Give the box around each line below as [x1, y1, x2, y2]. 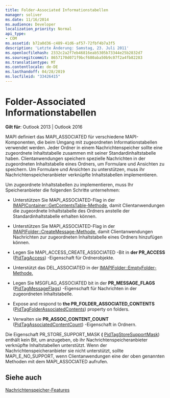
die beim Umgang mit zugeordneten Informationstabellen [37, 139, 157, 145]
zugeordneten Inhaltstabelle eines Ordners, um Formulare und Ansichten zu [5, 160, 165, 167]
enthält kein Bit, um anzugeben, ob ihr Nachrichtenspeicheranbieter [5, 337, 148, 343]
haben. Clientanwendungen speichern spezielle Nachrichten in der [5, 155, 145, 161]
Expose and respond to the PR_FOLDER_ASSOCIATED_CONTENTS [12, 300, 155, 307]
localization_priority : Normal [5, 27, 72, 32]
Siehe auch [5, 373, 42, 382]
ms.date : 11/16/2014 [5, 17, 50, 22]
